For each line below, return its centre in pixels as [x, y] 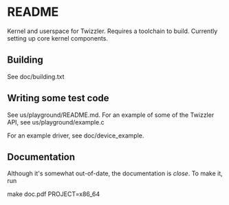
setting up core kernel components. [58, 38]
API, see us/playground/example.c [56, 122]
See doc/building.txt [36, 76]
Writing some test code [58, 98]
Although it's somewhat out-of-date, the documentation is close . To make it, [115, 173]
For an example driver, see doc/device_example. [76, 136]
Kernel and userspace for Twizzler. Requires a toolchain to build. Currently [112, 31]
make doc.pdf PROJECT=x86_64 [54, 194]
